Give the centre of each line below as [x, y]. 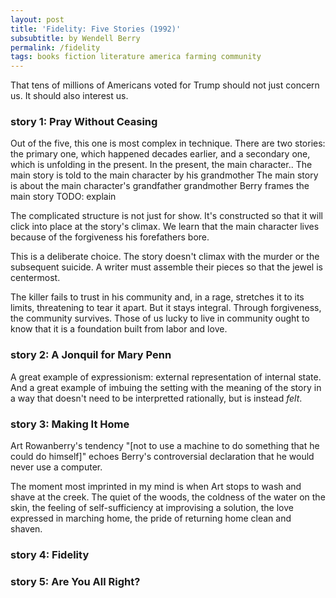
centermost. [35, 278]
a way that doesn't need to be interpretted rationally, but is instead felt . [156, 398]
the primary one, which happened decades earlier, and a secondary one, [160, 154]
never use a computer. [56, 467]
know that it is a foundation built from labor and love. [119, 329]
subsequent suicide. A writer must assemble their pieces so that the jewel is [166, 267]
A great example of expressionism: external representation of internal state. [166, 377]
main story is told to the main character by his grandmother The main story [164, 175]
